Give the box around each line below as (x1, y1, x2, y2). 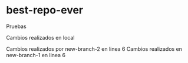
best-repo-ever (6, 3, 84, 17)
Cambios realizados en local (6, 34, 75, 41)
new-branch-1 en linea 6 (6, 51, 66, 58)
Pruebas (6, 23, 27, 30)
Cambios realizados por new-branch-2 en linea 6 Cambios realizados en (6, 45, 183, 52)
